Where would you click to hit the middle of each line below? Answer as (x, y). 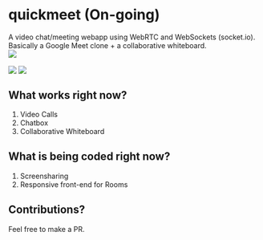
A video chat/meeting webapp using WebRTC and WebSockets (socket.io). (132, 37)
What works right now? (68, 95)
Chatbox (34, 123)
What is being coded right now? (89, 157)
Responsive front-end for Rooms (74, 184)
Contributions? (47, 210)
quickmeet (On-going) (84, 15)
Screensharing (44, 176)
